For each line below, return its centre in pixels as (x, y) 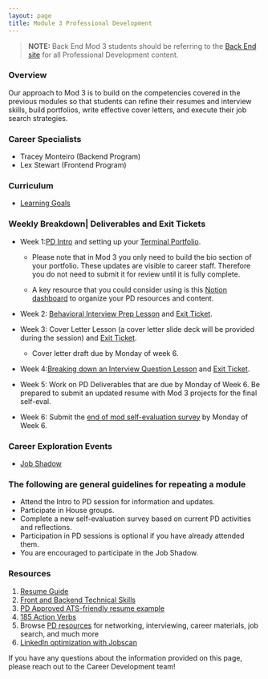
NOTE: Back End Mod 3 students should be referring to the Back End (142, 46)
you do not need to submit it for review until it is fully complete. (136, 274)
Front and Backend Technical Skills (78, 600)
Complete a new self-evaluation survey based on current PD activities (135, 519)
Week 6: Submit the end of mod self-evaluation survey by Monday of (134, 417)
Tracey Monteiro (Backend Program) (80, 156)
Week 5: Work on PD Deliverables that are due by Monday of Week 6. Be (140, 384)
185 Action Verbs (48, 616)
